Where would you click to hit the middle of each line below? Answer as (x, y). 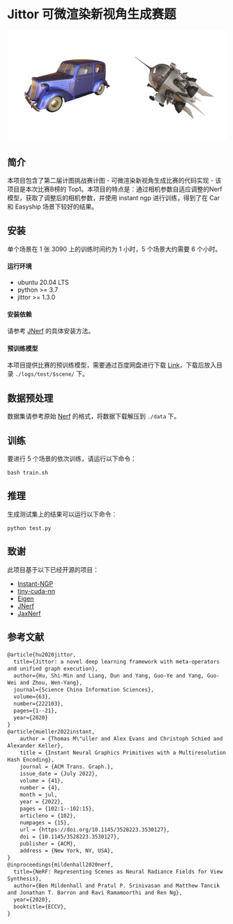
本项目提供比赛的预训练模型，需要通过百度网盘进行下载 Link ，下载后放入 (112, 365)
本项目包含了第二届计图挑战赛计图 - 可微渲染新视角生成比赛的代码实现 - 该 (114, 181)
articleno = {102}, (48, 815)
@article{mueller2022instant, (51, 731)
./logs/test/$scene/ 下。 (52, 374)
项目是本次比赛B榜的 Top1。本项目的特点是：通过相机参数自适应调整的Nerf (115, 189)
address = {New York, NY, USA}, (67, 850)
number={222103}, (39, 703)
